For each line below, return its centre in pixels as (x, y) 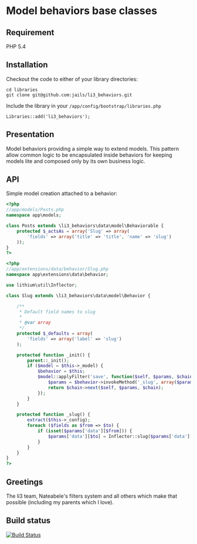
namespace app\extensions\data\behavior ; (57, 275)
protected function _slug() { (54, 414)
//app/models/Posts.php (35, 210)
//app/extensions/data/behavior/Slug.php (57, 269)
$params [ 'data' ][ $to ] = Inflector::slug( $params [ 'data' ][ (120, 436)
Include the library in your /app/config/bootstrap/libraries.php (84, 106)
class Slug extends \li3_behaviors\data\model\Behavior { (78, 295)
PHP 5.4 (16, 46)
